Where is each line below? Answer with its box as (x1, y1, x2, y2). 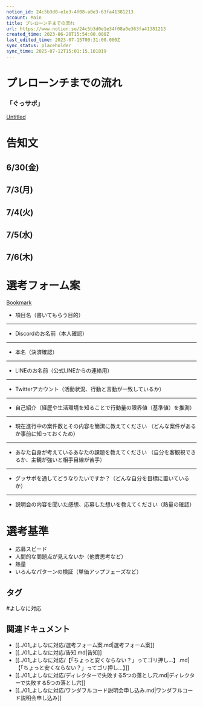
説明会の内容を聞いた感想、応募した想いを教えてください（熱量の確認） (14, 501, 195, 508)
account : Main (6, 15, 42, 21)
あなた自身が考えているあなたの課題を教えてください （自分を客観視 (14, 449, 185, 456)
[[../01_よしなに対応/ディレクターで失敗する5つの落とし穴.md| (14, 671, 169, 679)
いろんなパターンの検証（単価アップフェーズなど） (14, 568, 142, 575)
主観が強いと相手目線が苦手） (31, 456, 106, 463)
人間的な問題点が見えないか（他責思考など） (14, 553, 127, 560)
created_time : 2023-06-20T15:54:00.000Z (6, 31, 110, 37)
